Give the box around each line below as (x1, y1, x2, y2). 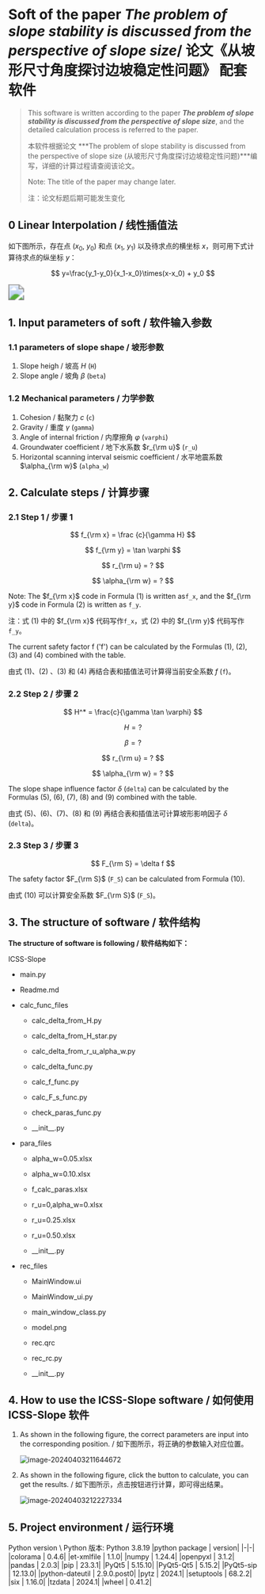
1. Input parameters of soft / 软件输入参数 (8, 315, 212, 330)
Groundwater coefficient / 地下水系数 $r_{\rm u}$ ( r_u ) (19, 442, 199, 452)
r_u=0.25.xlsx (31, 1215, 76, 1225)
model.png (31, 1322, 67, 1332)
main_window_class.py (31, 1307, 107, 1317)
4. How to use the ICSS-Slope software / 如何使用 (8, 1394, 255, 1407)
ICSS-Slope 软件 (8, 1409, 89, 1422)
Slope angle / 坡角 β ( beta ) (19, 371, 107, 381)
